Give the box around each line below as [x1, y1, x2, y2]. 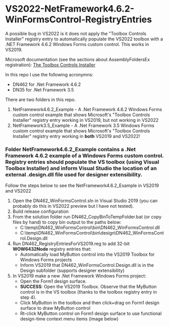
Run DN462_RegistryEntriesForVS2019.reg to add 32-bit [12, 241, 130, 247]
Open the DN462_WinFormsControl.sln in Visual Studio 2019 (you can [12, 198, 158, 204]
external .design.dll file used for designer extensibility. [5, 171, 143, 178]
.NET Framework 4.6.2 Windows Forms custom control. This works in [5, 41, 149, 47]
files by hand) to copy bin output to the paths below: [12, 219, 122, 225]
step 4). [20, 294, 37, 301]
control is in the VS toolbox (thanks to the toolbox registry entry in [20, 289, 157, 295]
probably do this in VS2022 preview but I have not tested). [12, 203, 134, 209]
